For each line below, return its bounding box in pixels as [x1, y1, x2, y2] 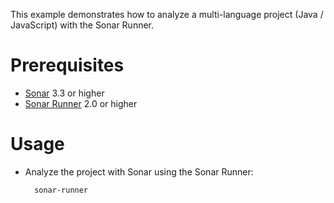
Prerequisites [10, 54, 125, 77]
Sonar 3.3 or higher [24, 87, 105, 99]
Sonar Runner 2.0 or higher [24, 97, 138, 109]
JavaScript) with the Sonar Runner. [10, 19, 155, 31]
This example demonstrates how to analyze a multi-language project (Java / [10, 9, 324, 20]
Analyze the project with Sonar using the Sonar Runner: [24, 165, 254, 178]
